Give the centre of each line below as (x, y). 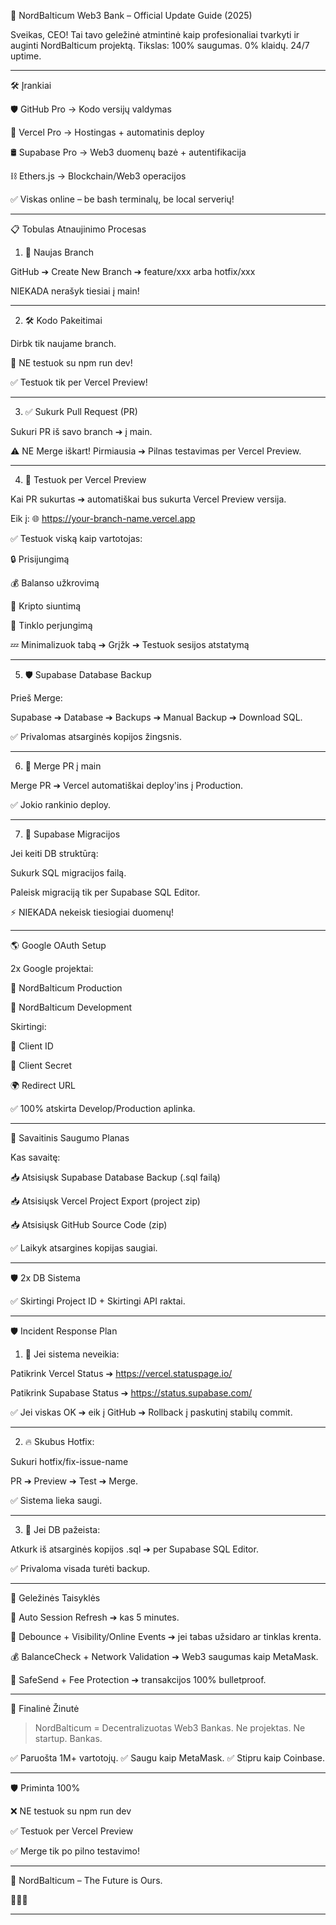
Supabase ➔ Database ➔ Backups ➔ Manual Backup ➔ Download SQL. (156, 717)
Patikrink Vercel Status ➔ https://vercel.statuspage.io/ (121, 1373)
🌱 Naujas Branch (59, 252)
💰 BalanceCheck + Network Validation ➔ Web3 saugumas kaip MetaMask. (164, 1656)
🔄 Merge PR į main (63, 766)
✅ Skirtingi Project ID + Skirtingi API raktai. (98, 1301)
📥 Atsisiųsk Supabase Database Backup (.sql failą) (115, 1177)
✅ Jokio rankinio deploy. (61, 804)
